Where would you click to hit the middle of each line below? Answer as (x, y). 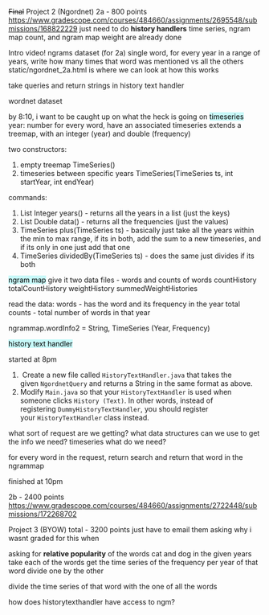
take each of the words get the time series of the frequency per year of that (133, 562)
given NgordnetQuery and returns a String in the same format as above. (136, 383)
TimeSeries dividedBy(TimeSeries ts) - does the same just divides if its (137, 256)
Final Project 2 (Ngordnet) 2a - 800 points (77, 12)
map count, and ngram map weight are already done (95, 37)
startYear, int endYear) (57, 182)
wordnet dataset (35, 101)
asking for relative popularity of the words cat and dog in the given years (130, 553)
